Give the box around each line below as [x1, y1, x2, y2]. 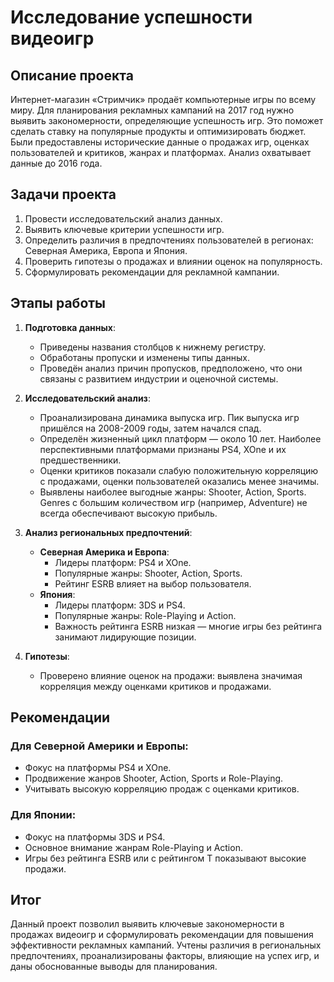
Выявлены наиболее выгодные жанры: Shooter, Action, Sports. [39, 486, 307, 498]
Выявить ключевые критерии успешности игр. [24, 223, 225, 235]
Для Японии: [10, 808, 77, 822]
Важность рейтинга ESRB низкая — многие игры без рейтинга [54, 620, 323, 632]
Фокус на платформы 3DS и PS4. [24, 831, 166, 843]
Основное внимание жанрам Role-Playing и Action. [24, 841, 243, 853]
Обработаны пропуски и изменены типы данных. [39, 351, 251, 363]
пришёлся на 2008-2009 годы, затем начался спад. [39, 422, 262, 434]
